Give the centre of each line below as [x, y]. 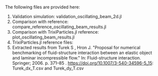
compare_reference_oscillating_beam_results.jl [59, 27]
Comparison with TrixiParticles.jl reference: [55, 32]
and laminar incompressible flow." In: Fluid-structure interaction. [77, 58]
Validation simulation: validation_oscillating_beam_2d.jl [67, 16]
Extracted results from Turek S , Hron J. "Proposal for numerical [76, 47]
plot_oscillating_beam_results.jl [43, 37]
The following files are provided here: [43, 7]
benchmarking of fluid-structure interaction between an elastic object [82, 53]
